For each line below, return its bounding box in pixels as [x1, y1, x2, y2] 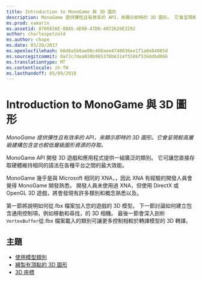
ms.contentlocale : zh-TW [6, 64, 69, 71]
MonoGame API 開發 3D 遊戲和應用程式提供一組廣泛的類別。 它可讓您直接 [6, 154, 190, 162]
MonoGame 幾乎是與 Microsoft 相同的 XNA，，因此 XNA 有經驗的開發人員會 [6, 175, 193, 182]
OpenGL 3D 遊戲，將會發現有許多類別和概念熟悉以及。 [6, 190, 142, 197]
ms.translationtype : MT [6, 59, 66, 65]
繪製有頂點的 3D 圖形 [14, 261, 68, 268]
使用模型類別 [14, 253, 47, 261]
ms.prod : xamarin [6, 20, 50, 26]
